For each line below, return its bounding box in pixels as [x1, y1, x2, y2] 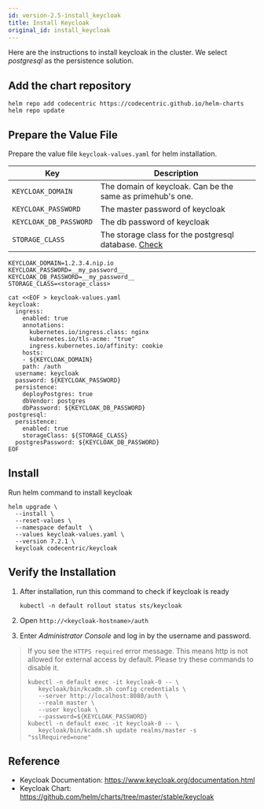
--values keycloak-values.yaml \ [15, 530, 125, 538]
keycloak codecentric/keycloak [15, 544, 118, 552]
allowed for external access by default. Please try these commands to [27, 655, 254, 664]
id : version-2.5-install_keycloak [8, 11, 122, 20]
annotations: [22, 321, 65, 329]
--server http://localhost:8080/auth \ [38, 692, 169, 700]
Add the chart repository [8, 79, 132, 92]
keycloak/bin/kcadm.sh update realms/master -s [38, 726, 197, 734]
